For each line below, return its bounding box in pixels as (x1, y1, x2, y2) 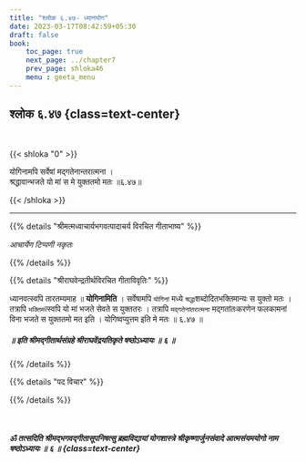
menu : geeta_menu (25, 73, 96, 82)
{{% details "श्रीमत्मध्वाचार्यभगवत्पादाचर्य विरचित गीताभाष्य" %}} (9, 221, 202, 231)
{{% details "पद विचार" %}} (9, 375, 105, 387)
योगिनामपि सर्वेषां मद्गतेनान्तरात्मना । (9, 166, 114, 177)
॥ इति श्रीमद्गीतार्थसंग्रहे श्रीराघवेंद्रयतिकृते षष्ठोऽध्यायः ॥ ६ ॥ (9, 334, 176, 346)
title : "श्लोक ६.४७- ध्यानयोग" (9, 13, 109, 23)
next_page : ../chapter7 (25, 56, 117, 65)
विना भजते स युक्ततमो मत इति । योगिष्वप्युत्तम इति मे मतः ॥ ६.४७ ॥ (9, 313, 203, 324)
